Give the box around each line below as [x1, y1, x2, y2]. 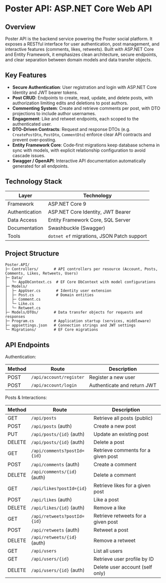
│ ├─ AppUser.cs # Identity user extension [5, 288, 112, 293]
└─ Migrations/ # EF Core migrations [5, 327, 98, 332]
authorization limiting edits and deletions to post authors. [12, 100, 128, 106]
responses [5, 314, 26, 319]
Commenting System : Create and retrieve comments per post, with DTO [12, 105, 161, 111]
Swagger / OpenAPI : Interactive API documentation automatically [12, 158, 146, 164]
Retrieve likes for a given [93, 482, 151, 489]
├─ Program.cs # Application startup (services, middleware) [5, 318, 152, 324]
